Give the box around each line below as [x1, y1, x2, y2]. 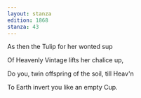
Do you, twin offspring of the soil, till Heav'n [7, 69, 135, 78]
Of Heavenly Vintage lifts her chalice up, [7, 56, 124, 64]
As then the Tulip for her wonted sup [7, 43, 113, 51]
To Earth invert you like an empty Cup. [7, 83, 118, 92]
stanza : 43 [7, 23, 39, 30]
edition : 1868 [7, 17, 49, 24]
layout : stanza [7, 10, 52, 17]
